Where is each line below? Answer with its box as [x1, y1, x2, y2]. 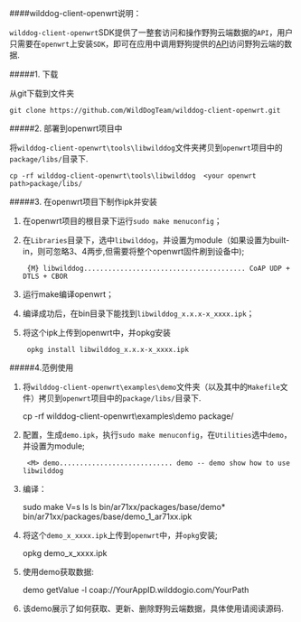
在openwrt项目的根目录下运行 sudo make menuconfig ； [22, 216, 222, 226]
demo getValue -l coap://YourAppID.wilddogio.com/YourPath [22, 585, 249, 595]
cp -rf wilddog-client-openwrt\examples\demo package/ [22, 411, 234, 422]
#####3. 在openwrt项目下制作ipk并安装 [9, 197, 158, 207]
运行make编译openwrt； [22, 289, 115, 300]
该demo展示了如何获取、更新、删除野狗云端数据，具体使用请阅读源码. [22, 603, 285, 614]
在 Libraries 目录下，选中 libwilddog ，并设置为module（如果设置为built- [22, 235, 290, 246]
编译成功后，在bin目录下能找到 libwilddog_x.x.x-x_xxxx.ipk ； [22, 308, 255, 319]
